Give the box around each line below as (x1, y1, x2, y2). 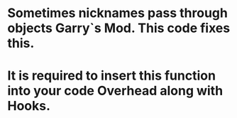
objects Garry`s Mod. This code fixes (7, 20, 231, 36)
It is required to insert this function (7, 68, 216, 84)
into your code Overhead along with (7, 83, 224, 99)
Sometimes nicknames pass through (7, 5, 228, 21)
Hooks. (7, 98, 51, 114)
